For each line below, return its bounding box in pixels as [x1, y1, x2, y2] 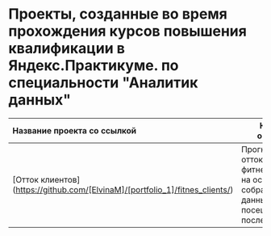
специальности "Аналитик [8, 74, 198, 92]
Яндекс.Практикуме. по [8, 57, 179, 75]
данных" [8, 91, 71, 109]
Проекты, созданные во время [8, 5, 227, 23]
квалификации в [8, 40, 125, 57]
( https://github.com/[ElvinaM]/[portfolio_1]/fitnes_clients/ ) [12, 183, 234, 195]
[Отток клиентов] [12, 174, 81, 185]
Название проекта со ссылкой [12, 124, 137, 136]
